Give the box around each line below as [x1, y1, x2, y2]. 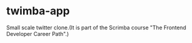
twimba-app [6, 4, 70, 18]
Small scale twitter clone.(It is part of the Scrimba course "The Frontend [6, 24, 187, 31]
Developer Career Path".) [6, 30, 69, 37]
